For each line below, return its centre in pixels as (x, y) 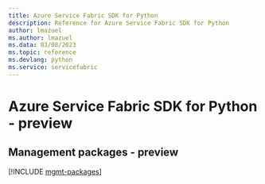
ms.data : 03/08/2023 (43, 45)
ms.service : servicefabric (53, 67)
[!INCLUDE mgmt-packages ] (55, 171)
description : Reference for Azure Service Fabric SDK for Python (119, 23)
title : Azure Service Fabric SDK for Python (83, 15)
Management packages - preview (94, 153)
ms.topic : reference (43, 52)
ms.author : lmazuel (41, 38)
